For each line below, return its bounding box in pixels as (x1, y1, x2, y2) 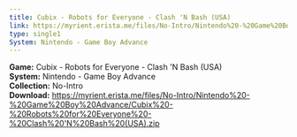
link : (9, 21, 29, 30)
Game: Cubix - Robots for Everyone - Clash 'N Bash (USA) (9, 62, 223, 72)
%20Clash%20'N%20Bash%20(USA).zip (9, 118, 161, 129)
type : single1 (9, 29, 62, 38)
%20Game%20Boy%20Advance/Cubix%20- (9, 99, 174, 110)
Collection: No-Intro (9, 80, 84, 91)
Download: (9, 90, 50, 101)
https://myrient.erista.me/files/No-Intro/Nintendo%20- (51, 90, 250, 101)
